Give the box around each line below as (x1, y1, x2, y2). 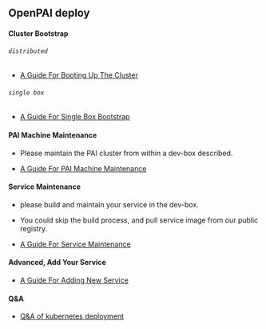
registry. (19, 223, 48, 233)
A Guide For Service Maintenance (19, 239, 131, 249)
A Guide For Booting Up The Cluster (19, 70, 138, 80)
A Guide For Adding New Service (19, 275, 129, 285)
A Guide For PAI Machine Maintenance (19, 163, 147, 173)
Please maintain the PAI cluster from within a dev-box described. (19, 148, 233, 158)
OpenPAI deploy (8, 6, 90, 20)
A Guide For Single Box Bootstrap (19, 112, 130, 122)
